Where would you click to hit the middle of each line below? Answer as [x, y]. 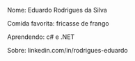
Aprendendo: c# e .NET [41, 37]
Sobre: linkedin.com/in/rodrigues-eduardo [67, 50]
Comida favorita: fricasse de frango [58, 23]
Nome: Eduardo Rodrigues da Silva [57, 10]
